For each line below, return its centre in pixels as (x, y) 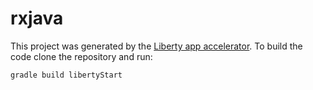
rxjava (37, 18)
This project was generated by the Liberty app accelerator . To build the (156, 46)
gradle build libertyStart (66, 75)
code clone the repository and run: (81, 56)
